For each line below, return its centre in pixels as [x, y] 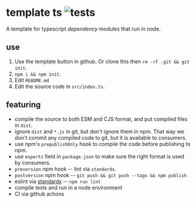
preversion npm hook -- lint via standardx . [65, 169]
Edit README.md [32, 80]
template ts [34, 13]
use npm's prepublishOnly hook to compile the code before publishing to [102, 144]
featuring [23, 105]
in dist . [24, 125]
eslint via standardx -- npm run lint [58, 181]
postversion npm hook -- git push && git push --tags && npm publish [101, 175]
